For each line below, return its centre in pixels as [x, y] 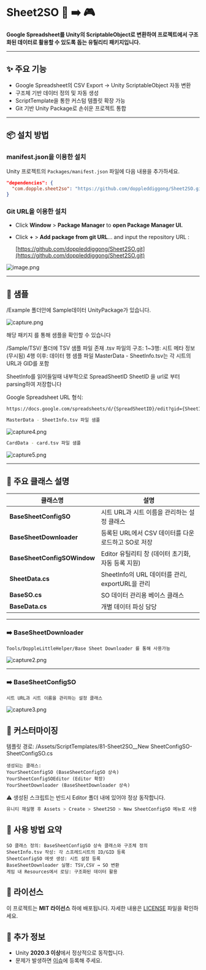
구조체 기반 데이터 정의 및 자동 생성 [57, 93]
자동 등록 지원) [121, 562]
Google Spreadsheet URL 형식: [45, 397]
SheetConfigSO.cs [30, 754]
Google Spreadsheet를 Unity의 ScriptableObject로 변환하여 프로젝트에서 [97, 34]
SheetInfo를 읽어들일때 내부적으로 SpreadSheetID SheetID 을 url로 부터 [93, 377]
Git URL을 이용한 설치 [36, 211]
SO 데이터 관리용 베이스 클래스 [143, 595]
